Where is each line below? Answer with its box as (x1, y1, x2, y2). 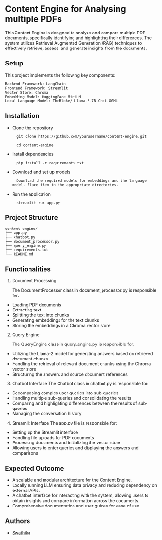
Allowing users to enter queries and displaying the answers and (12, 445, 139, 451)
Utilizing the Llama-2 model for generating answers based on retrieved (12, 351, 153, 357)
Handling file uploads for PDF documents (12, 435, 94, 441)
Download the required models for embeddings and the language (16, 178, 147, 183)
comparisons (12, 450, 39, 456)
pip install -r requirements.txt (16, 160, 84, 165)
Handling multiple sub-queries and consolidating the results (12, 395, 132, 401)
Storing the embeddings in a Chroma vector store (12, 323, 111, 328)
